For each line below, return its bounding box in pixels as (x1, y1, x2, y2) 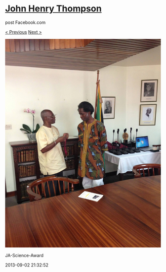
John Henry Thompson (5, 3, 102, 14)
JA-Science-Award (5, 252, 43, 258)
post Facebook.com (5, 19, 46, 25)
